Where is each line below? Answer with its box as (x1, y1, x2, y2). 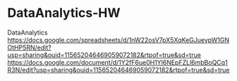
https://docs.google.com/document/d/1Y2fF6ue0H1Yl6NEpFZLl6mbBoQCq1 (7, 58, 228, 66)
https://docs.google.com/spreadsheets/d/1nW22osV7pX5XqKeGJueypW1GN (7, 35, 230, 44)
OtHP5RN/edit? (7, 43, 51, 51)
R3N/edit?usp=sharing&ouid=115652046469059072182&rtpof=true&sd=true (7, 66, 230, 74)
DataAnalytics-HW (7, 5, 121, 21)
